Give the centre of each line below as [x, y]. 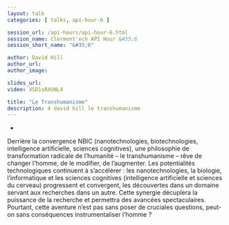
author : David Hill [35, 58]
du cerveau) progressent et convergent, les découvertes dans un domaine [113, 185]
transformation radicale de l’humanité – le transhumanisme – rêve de [105, 156]
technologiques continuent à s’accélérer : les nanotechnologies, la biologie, [114, 170]
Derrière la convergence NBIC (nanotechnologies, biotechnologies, [103, 141]
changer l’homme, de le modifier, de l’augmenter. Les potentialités [101, 164]
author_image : [28, 70]
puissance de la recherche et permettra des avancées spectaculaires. [107, 200]
